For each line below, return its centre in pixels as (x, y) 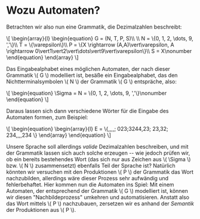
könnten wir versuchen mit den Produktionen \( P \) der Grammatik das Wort (100, 172)
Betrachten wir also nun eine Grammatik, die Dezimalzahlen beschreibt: (94, 27)
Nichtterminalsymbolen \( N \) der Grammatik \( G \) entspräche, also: (92, 82)
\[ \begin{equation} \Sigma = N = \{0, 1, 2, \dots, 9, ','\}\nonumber (87, 93)
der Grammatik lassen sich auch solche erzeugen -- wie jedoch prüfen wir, (98, 153)
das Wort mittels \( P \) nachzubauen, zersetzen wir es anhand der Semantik (100, 204)
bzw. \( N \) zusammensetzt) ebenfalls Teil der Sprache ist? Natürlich (91, 165)
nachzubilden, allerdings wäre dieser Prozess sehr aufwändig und (87, 178)
